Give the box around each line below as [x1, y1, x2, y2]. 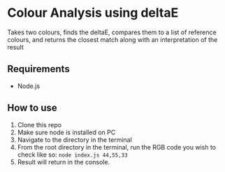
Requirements [7, 63, 70, 75]
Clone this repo [17, 120, 61, 129]
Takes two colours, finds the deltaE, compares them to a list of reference [7, 28, 217, 36]
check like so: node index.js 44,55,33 [17, 150, 128, 159]
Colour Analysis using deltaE [7, 5, 179, 21]
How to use [7, 102, 57, 114]
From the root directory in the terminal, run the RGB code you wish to [17, 143, 217, 151]
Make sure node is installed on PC [17, 128, 116, 136]
